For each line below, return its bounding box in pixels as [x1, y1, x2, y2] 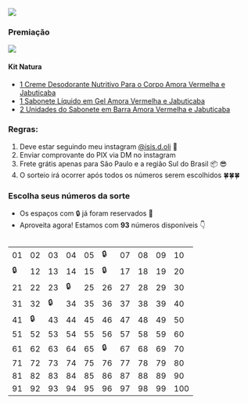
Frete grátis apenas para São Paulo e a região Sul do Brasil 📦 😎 [19, 158, 228, 168]
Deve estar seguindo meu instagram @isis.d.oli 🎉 [19, 141, 178, 151]
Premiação [8, 27, 50, 38]
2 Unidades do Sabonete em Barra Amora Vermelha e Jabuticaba [19, 104, 231, 114]
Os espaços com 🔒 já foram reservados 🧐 [19, 209, 154, 218]
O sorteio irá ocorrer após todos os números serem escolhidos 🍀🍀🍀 [19, 170, 240, 180]
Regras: [8, 124, 39, 135]
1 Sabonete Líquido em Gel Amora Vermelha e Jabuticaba [19, 96, 206, 105]
